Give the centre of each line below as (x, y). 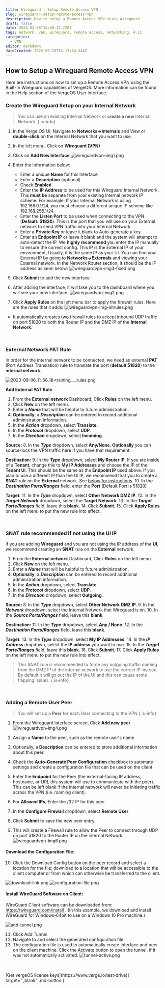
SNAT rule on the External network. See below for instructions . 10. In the (79, 480)
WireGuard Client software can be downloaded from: (59, 905)
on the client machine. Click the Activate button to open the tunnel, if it (84, 950)
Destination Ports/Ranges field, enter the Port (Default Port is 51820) (76, 486)
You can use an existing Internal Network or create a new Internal (84, 116)
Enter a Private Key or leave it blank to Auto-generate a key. (81, 232)
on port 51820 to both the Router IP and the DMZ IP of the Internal (80, 322)
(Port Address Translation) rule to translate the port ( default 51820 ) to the (80, 365)
